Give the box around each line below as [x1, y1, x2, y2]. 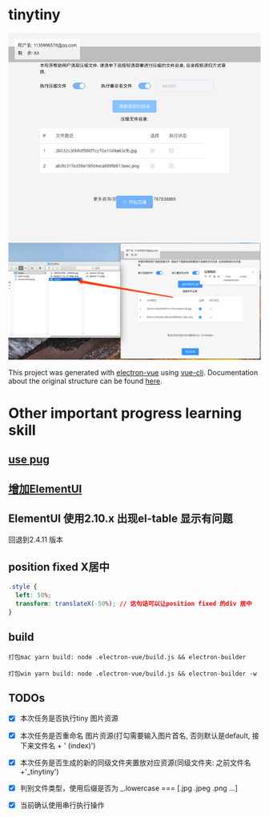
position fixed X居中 [8, 560, 110, 574]
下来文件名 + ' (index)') [19, 740, 96, 750]
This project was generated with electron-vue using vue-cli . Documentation [8, 367, 259, 377]
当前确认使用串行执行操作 [19, 800, 105, 810]
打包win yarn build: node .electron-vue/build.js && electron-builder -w [8, 670, 258, 678]
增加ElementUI [8, 482, 82, 495]
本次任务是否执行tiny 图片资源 [19, 714, 118, 723]
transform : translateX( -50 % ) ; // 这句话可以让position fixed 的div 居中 [15, 600, 252, 608]
